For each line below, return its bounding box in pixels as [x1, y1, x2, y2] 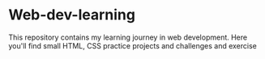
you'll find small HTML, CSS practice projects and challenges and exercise [8, 40, 257, 50]
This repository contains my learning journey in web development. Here [8, 32, 248, 42]
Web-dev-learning [8, 6, 136, 24]
